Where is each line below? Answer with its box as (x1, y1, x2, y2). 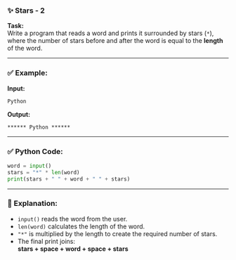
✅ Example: (7, 68, 48, 78)
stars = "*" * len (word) (7, 169, 80, 176)
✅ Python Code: (7, 146, 63, 156)
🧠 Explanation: (7, 199, 58, 209)
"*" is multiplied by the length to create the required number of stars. (17, 229, 218, 238)
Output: (7, 110, 30, 118)
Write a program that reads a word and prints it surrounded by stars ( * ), (7, 29, 214, 37)
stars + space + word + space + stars (17, 245, 129, 253)
